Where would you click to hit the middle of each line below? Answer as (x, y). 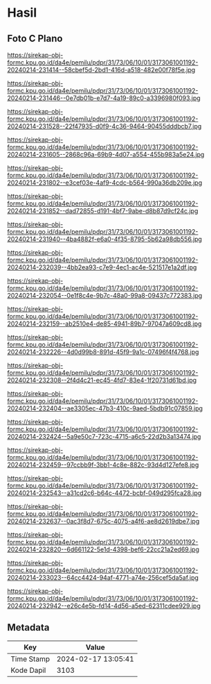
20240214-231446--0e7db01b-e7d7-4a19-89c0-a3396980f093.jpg (104, 98)
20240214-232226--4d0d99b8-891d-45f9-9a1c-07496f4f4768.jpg (103, 352)
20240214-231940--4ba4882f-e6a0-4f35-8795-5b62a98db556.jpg (105, 239)
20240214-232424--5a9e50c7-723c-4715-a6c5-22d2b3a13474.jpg (104, 436)
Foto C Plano (35, 39)
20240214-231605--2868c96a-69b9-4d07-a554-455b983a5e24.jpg (106, 155)
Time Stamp (30, 659)
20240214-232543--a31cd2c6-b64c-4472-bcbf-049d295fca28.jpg (104, 493)
